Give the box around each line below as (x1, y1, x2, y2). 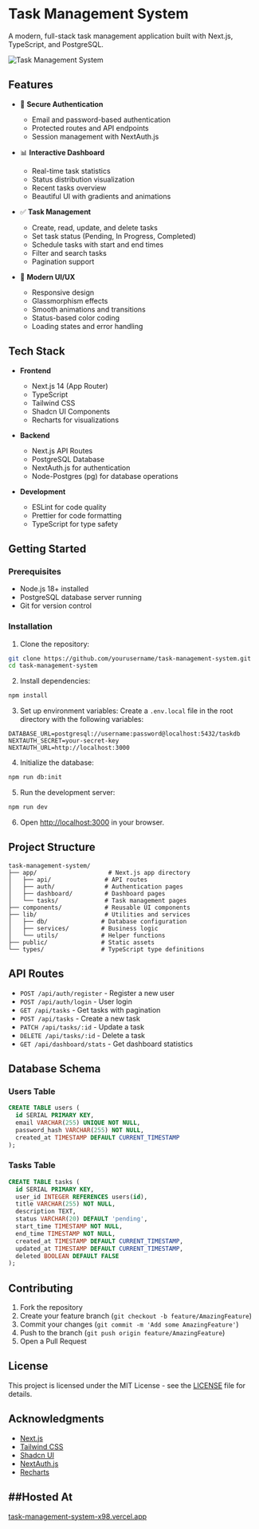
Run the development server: (19, 788, 116, 798)
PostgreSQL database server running (19, 593, 142, 602)
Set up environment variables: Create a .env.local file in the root (19, 706, 233, 715)
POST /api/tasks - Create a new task (19, 1013, 141, 1023)
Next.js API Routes (31, 445, 93, 455)
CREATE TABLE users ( (8, 1104, 80, 1112)
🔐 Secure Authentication (19, 99, 104, 108)
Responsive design (31, 288, 95, 297)
